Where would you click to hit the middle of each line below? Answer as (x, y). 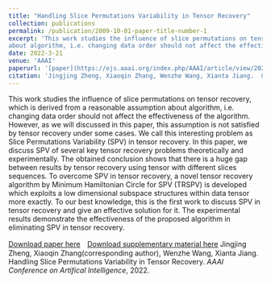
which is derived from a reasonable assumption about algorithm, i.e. (121, 107)
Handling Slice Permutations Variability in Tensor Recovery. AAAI (116, 261)
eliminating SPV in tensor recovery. (67, 227)
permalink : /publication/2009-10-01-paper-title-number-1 (108, 31)
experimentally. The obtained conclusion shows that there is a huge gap (128, 159)
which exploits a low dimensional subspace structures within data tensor (129, 193)
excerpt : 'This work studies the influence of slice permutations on (128, 38)
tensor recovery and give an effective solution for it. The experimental (124, 210)
